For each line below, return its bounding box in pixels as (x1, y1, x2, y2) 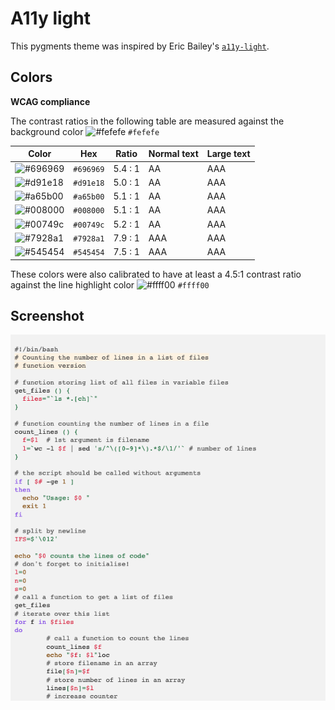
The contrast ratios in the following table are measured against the (10, 115, 285, 127)
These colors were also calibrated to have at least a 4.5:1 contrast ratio (10, 268, 302, 280)
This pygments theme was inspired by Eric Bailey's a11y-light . (10, 40, 270, 52)
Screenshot (10, 307, 85, 324)
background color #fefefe (10, 125, 160, 137)
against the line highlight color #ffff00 (10, 278, 210, 291)
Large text (206, 148, 251, 160)
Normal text (148, 148, 199, 160)
